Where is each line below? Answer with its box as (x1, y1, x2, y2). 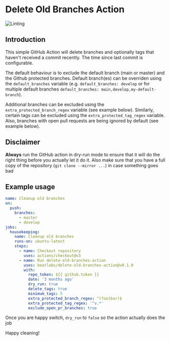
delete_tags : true (28, 286, 67, 291)
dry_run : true (28, 282, 58, 287)
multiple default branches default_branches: (5, 86, 100, 92)
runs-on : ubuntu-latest (14, 239, 65, 244)
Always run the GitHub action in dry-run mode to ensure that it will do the (5, 151, 160, 157)
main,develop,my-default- (101, 87, 157, 92)
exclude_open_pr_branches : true (28, 305, 97, 310)
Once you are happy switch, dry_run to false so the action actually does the (5, 314, 165, 321)
